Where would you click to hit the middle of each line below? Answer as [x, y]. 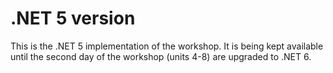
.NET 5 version [73, 18]
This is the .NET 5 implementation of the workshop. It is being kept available [167, 46]
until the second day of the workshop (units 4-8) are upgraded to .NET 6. [161, 56]
